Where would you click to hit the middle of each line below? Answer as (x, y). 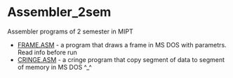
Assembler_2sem (59, 12)
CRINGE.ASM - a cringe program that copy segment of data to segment (121, 59)
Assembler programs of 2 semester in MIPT (70, 31)
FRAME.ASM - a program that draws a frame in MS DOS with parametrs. (122, 45)
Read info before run (47, 52)
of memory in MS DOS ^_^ (55, 67)
